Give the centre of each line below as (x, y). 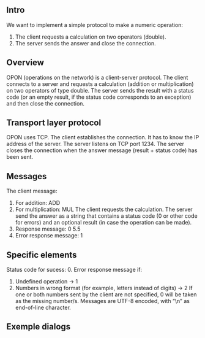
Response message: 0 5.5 (48, 229)
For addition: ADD (37, 203)
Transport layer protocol (54, 123)
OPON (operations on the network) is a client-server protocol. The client (97, 77)
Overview (25, 63)
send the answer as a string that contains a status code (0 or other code (106, 216)
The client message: (32, 191)
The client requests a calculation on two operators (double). (91, 37)
